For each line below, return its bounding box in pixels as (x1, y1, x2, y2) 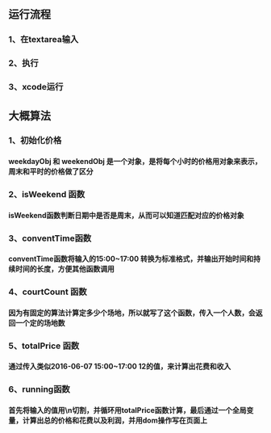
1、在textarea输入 (8, 34, 79, 45)
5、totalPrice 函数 (8, 340, 80, 351)
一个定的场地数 (15, 317, 65, 327)
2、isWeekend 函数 (8, 188, 85, 200)
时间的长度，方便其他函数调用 (15, 264, 115, 274)
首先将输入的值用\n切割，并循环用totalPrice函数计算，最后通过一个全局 (8, 405, 248, 414)
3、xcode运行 (8, 82, 64, 93)
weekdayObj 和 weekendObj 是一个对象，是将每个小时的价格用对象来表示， (8, 157, 262, 166)
